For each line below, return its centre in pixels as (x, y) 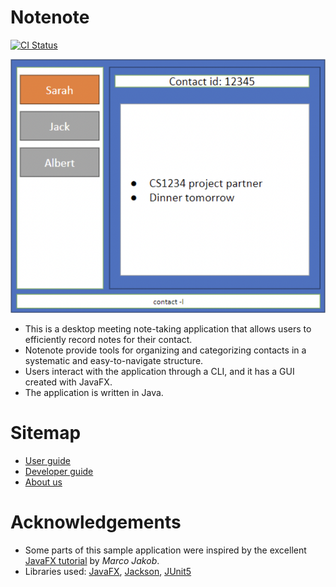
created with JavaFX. (68, 382)
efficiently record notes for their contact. (108, 340)
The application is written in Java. (94, 393)
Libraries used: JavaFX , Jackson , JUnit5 (108, 572)
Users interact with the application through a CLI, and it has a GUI (159, 372)
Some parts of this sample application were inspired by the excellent (165, 550)
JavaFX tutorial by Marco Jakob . (92, 561)
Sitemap (46, 433)
